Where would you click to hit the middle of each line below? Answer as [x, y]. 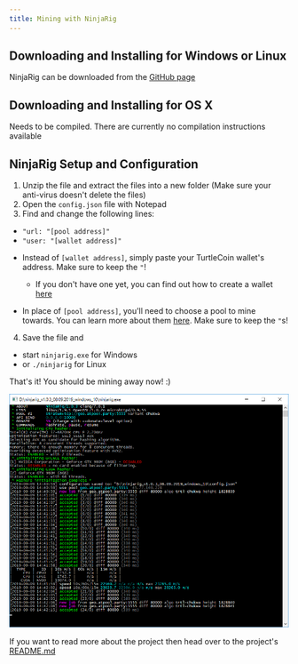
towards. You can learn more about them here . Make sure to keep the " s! [155, 321]
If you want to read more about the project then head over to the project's [144, 642]
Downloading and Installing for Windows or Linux [148, 56]
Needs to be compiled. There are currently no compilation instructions [137, 127]
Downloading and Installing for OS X [111, 105]
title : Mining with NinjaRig [63, 19]
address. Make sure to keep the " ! [84, 268]
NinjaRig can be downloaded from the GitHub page [102, 77]
